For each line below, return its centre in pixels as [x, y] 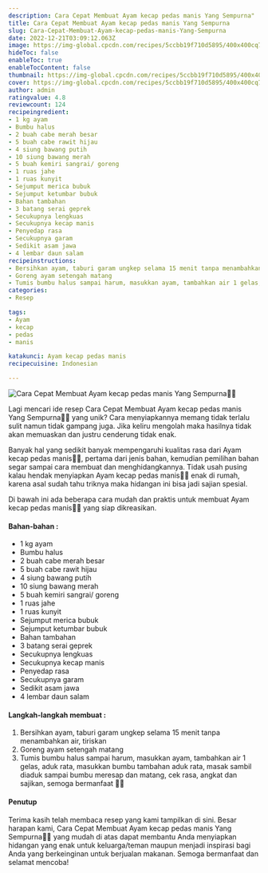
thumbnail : [26, 75]
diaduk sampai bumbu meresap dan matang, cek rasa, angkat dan [128, 775]
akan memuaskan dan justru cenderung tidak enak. [93, 435]
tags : [17, 312]
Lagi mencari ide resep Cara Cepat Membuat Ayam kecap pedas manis [125, 409]
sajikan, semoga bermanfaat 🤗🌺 [72, 784]
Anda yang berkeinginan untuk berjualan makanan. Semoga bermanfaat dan [134, 853]
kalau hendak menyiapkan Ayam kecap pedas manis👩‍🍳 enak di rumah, [124, 475]
